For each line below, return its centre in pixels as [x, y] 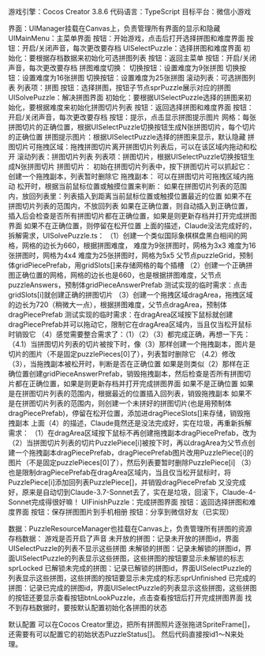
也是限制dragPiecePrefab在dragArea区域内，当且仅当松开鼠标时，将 [119, 472]
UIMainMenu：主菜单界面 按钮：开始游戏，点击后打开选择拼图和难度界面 [127, 38]
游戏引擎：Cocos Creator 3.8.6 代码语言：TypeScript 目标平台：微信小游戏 [130, 11]
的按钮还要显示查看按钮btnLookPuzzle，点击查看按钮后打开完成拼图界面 [126, 598]
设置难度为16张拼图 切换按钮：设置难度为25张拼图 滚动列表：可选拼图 [135, 78]
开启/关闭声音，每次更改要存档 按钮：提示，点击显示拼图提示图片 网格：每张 [132, 117]
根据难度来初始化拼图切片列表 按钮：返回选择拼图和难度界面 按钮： [144, 107]
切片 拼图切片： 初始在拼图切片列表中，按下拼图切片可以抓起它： [146, 167]
